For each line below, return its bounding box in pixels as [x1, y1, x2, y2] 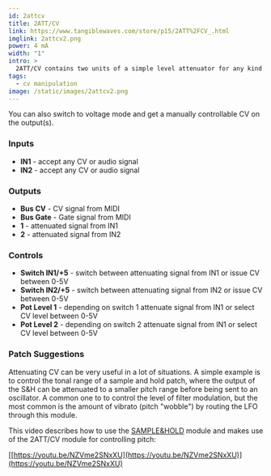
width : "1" [8, 49, 45, 57]
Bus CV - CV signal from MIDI [19, 203, 120, 213]
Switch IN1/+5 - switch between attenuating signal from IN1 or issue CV [19, 268, 260, 278]
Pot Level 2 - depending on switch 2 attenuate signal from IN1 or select [19, 320, 257, 329]
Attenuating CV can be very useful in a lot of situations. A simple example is [8, 367, 260, 376]
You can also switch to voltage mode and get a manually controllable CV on [8, 109, 260, 119]
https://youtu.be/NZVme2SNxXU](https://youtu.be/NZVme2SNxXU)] [13, 450, 243, 460]
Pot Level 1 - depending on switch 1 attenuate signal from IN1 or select [19, 303, 255, 312]
